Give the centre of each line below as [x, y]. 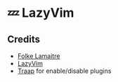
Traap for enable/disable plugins [64, 71]
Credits [24, 39]
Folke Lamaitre [39, 56]
